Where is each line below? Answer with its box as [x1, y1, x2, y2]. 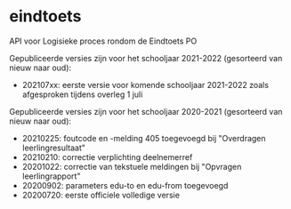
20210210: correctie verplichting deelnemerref [21, 151, 193, 162]
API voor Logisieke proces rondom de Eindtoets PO [9, 36, 198, 46]
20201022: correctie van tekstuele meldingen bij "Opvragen [21, 161, 242, 172]
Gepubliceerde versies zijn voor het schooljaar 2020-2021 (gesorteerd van [9, 106, 283, 117]
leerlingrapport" [21, 171, 81, 181]
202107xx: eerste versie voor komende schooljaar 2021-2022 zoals [21, 79, 270, 90]
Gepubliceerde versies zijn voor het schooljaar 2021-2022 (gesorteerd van [9, 52, 283, 63]
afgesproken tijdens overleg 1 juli [21, 89, 143, 100]
